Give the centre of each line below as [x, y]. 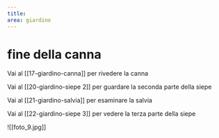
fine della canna [55, 54]
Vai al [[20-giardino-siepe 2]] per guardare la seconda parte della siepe [109, 87]
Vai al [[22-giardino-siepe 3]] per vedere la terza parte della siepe [102, 114]
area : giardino [29, 20]
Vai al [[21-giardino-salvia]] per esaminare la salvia [80, 101]
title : [17, 14]
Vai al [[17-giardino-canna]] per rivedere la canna [78, 74]
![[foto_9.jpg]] [27, 127]
